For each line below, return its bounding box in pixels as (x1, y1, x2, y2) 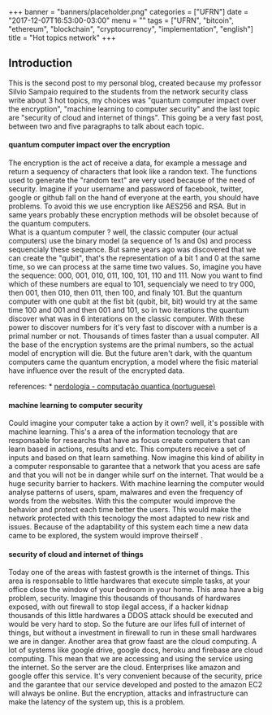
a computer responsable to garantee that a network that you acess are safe (8, 462, 261, 472)
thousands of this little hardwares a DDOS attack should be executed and (8, 611, 253, 621)
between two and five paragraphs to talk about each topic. (8, 121, 205, 131)
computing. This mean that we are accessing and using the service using (8, 654, 253, 664)
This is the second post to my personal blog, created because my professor (8, 77, 262, 88)
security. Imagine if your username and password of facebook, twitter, (8, 184, 244, 194)
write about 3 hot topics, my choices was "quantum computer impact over (8, 95, 257, 105)
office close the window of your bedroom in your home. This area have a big (8, 585, 264, 594)
